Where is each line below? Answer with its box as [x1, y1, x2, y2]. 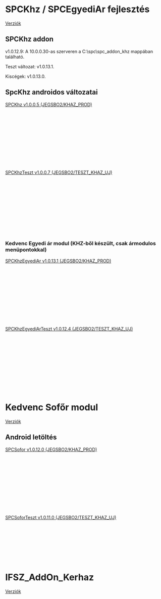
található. [5, 54, 25, 60]
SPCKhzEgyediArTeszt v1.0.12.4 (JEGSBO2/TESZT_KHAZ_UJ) [5, 326, 133, 332]
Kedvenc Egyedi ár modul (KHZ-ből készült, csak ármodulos [5, 240, 156, 247]
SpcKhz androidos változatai [5, 88, 98, 97]
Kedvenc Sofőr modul [5, 402, 98, 413]
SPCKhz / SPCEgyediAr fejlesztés [5, 4, 150, 15]
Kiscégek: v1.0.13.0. [5, 73, 46, 79]
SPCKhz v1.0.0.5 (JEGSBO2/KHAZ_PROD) [5, 101, 92, 107]
